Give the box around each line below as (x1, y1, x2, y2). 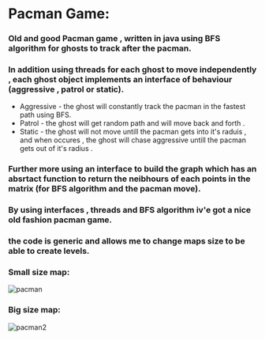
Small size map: (8, 266, 70, 278)
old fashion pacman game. (8, 214, 113, 225)
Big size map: (8, 304, 61, 315)
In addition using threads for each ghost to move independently (8, 64, 257, 75)
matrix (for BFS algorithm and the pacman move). (8, 183, 201, 195)
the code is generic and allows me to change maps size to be (8, 236, 246, 247)
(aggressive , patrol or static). (8, 84, 125, 95)
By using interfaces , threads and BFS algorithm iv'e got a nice (8, 205, 252, 216)
